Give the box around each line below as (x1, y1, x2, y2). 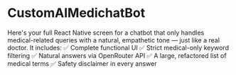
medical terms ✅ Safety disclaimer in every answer (7, 59, 157, 68)
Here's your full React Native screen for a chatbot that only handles (7, 28, 205, 37)
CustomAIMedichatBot (7, 5, 146, 21)
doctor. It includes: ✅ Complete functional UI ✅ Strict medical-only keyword (7, 43, 230, 52)
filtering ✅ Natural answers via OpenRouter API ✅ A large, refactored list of (7, 51, 227, 59)
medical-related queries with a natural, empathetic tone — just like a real (7, 35, 220, 44)
